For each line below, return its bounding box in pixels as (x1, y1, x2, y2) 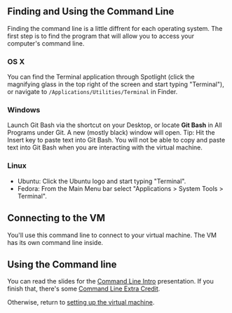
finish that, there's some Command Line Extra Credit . (7, 284, 161, 293)
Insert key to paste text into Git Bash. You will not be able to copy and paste (7, 136, 226, 145)
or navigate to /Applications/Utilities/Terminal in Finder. (7, 88, 178, 96)
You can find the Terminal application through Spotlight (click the (7, 73, 195, 81)
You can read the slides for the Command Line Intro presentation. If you (7, 277, 214, 286)
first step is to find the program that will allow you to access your (7, 32, 195, 40)
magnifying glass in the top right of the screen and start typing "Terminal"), (7, 80, 224, 88)
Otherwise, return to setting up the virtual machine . (7, 298, 155, 307)
